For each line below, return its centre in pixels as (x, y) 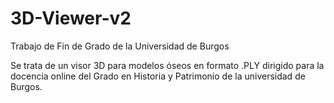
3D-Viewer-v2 (71, 18)
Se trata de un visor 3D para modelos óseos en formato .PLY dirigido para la (167, 65)
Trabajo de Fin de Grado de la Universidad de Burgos (120, 46)
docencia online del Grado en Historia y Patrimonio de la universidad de (158, 76)
